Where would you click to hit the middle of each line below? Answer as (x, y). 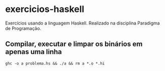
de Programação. (23, 28)
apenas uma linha (34, 52)
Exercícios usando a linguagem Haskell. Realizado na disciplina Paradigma (82, 23)
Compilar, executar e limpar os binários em (74, 44)
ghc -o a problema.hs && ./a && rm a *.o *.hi (55, 63)
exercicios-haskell (45, 9)
